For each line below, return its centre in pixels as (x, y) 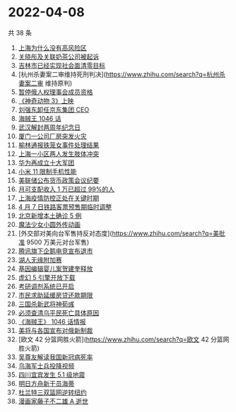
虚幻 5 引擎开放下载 (47, 277)
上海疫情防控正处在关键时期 (59, 198)
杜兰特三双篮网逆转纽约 (52, 392)
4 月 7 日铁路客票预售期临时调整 (65, 206)
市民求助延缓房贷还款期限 (55, 295)
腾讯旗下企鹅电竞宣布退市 (55, 251)
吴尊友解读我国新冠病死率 (55, 357)
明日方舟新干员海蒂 (46, 383)
